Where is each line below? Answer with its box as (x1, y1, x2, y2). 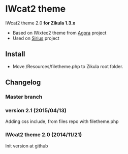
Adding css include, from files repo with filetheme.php (5, 118, 119, 125)
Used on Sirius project (12, 35, 59, 41)
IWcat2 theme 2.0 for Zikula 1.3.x (5, 20, 76, 26)
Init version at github (5, 143, 48, 149)
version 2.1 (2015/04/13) (5, 107, 67, 114)
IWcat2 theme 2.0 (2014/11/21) (5, 131, 82, 138)
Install (5, 50, 25, 58)
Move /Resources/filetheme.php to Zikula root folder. (12, 63, 123, 69)
